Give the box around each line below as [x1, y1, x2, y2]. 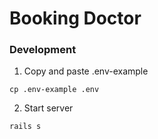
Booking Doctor [9, 7, 142, 30]
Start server [23, 102, 74, 114]
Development [9, 43, 77, 57]
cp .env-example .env [9, 85, 100, 95]
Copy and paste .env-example [23, 65, 149, 77]
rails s [9, 122, 42, 132]
